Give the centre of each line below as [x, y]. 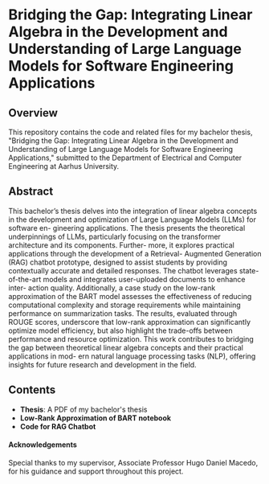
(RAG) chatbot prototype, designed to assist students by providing [118, 262]
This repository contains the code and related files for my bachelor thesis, [130, 132]
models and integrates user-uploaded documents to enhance [144, 279]
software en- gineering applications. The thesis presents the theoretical [127, 228]
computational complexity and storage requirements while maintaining [124, 305]
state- [249, 270]
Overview [33, 113]
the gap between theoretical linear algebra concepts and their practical [126, 347]
